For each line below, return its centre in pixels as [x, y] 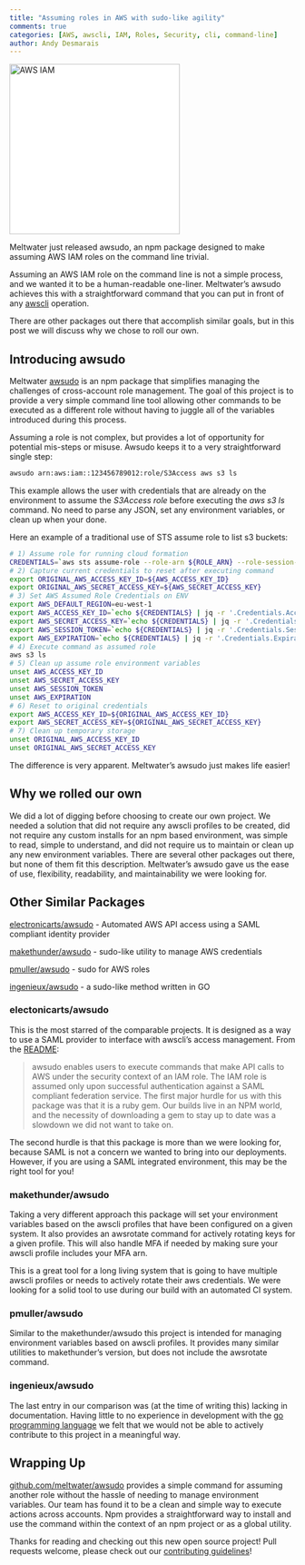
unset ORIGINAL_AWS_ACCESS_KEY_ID [75, 740]
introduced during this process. [68, 420]
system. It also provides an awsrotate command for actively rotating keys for [152, 1234]
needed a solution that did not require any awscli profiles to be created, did [150, 825]
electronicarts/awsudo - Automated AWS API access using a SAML [135, 924]
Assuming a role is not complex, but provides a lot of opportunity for [137, 438]
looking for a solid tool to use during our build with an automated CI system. [151, 1290]
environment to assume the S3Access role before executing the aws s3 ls [147, 500]
